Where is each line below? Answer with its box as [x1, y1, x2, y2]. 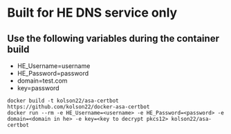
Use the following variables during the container [7, 33, 220, 44]
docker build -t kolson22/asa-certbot [7, 97, 119, 104]
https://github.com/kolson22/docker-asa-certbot [7, 103, 150, 110]
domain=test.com [17, 76, 68, 85]
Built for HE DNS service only [7, 5, 178, 21]
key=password [17, 84, 60, 92]
